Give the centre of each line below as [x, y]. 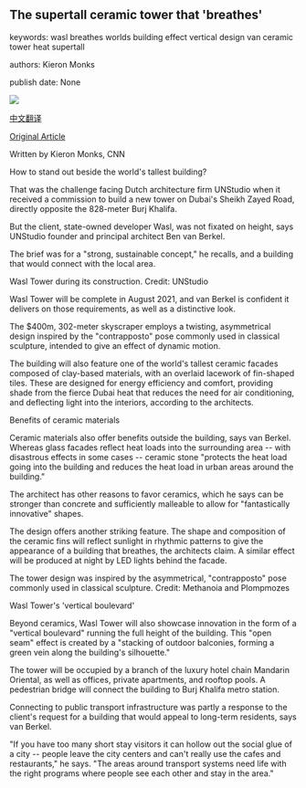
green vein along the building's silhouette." [90, 652]
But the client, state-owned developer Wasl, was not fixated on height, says [152, 226]
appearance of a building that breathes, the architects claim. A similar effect [152, 551]
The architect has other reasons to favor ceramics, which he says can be [147, 494]
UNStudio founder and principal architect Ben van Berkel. [117, 236]
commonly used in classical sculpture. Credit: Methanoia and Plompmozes [150, 587]
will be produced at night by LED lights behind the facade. [118, 560]
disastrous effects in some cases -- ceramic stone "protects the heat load [148, 457]
